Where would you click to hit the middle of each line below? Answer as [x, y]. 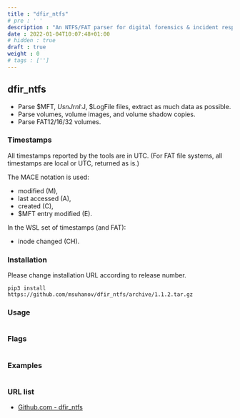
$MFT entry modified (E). [55, 213]
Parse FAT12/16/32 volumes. [59, 121]
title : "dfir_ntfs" [38, 14]
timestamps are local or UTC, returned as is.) [74, 163]
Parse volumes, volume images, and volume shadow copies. [106, 114]
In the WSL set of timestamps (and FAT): [67, 227]
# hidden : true [31, 41]
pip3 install [27, 289]
